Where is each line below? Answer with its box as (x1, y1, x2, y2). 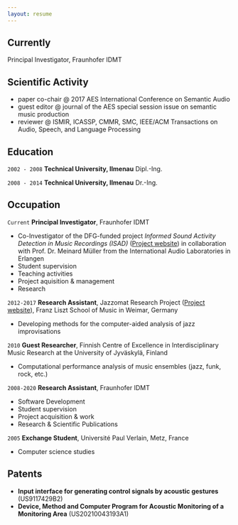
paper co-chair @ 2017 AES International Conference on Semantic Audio (17, 95, 231, 104)
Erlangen (17, 254, 45, 263)
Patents (7, 468, 43, 480)
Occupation (7, 199, 60, 211)
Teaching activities (17, 269, 73, 278)
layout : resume (7, 10, 53, 18)
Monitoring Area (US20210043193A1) (17, 509, 129, 518)
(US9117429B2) (17, 494, 63, 503)
